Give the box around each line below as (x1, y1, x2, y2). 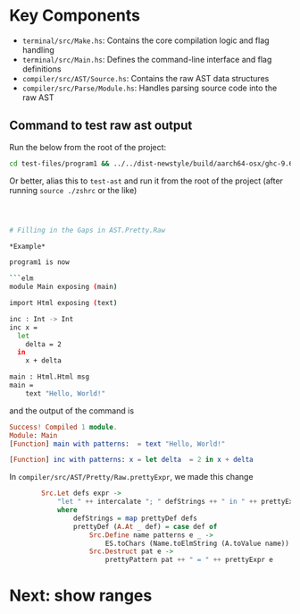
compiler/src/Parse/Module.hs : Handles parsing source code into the (21, 82, 278, 93)
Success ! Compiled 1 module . (9, 422, 118, 431)
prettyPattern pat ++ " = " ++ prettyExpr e (104, 556, 274, 565)
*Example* (9, 242, 46, 251)
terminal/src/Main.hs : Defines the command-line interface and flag (21, 54, 272, 64)
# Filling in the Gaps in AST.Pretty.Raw (9, 226, 166, 235)
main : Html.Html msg (9, 372, 90, 381)
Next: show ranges (9, 585, 153, 606)
